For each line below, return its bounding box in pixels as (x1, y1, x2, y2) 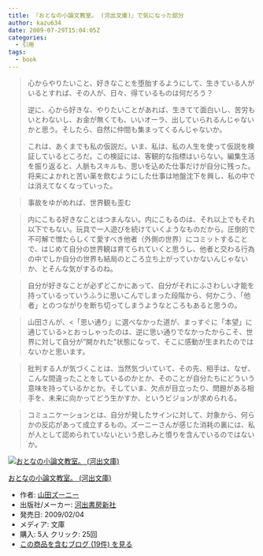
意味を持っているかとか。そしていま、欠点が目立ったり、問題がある (27, 383, 248, 393)
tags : (8, 48, 26, 56)
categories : (8, 33, 47, 42)
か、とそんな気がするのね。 (27, 264, 118, 273)
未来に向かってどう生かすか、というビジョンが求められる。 (48, 393, 242, 403)
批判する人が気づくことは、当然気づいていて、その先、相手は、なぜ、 (27, 363, 255, 373)
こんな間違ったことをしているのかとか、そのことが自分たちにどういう (27, 373, 256, 383)
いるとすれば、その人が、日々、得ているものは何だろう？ (27, 88, 214, 97)
